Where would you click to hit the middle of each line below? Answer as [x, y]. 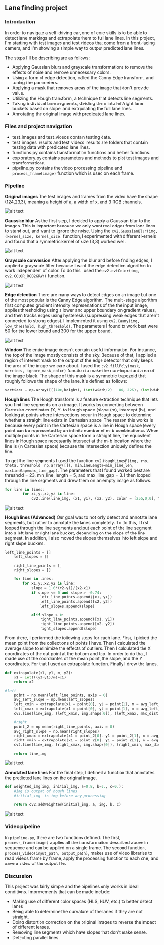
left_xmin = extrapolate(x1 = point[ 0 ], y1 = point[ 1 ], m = [76, 704]
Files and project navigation [39, 126]
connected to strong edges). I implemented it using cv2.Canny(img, [72, 321]
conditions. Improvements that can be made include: [58, 892]
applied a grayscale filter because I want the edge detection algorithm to [78, 266]
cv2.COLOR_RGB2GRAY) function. [35, 276]
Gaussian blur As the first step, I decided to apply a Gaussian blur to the [78, 221]
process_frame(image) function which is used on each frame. [73, 173]
